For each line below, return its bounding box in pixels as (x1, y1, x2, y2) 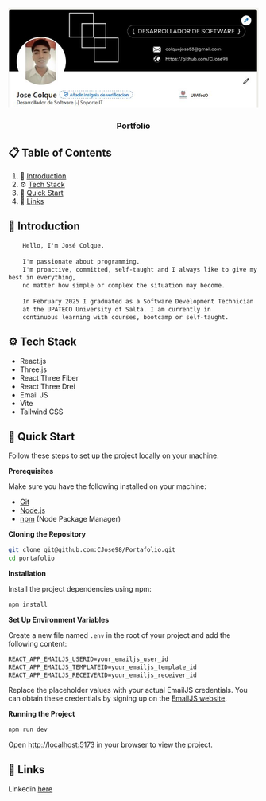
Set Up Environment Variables (8, 615, 110, 625)
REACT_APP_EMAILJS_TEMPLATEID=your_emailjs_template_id (8, 663, 197, 671)
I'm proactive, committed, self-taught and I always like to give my (22, 265, 258, 273)
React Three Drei (19, 381, 75, 391)
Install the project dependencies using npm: (8, 584, 152, 594)
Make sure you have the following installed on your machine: (8, 482, 206, 491)
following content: (8, 639, 67, 649)
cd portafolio (8, 554, 56, 563)
